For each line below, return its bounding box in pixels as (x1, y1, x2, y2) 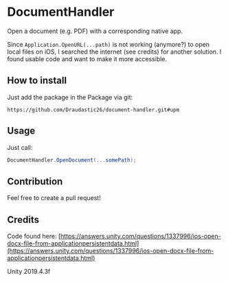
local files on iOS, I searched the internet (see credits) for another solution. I (7, 47, 222, 56)
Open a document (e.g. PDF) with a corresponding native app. (7, 27, 183, 35)
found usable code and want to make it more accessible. (7, 54, 168, 63)
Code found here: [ (7, 232, 61, 241)
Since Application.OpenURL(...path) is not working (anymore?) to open (7, 40, 210, 48)
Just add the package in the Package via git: (7, 93, 133, 101)
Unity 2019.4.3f (7, 268, 51, 276)
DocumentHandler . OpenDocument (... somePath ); (7, 156, 137, 164)
